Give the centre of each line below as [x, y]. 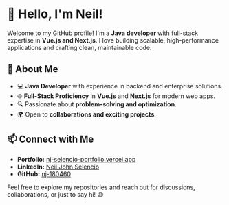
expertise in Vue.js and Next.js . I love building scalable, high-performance [113, 40]
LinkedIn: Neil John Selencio [58, 167]
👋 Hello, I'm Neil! [55, 14]
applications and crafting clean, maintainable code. [79, 47]
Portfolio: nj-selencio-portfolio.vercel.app [76, 159]
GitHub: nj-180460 [44, 173]
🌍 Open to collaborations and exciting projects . [87, 114]
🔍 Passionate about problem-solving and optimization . [97, 104]
